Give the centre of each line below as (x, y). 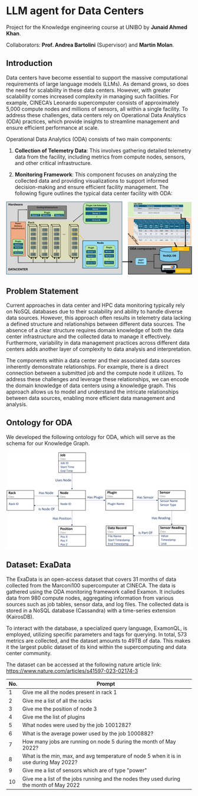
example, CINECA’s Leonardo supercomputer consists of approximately (93, 103)
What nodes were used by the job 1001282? (77, 725)
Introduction (29, 63)
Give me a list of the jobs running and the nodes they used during (102, 778)
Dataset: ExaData (39, 565)
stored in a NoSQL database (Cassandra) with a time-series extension (91, 610)
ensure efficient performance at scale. (52, 127)
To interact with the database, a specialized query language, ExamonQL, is (97, 628)
